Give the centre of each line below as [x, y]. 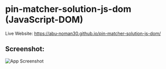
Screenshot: [25, 49]
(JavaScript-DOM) [44, 20]
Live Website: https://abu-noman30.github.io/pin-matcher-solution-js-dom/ [83, 33]
